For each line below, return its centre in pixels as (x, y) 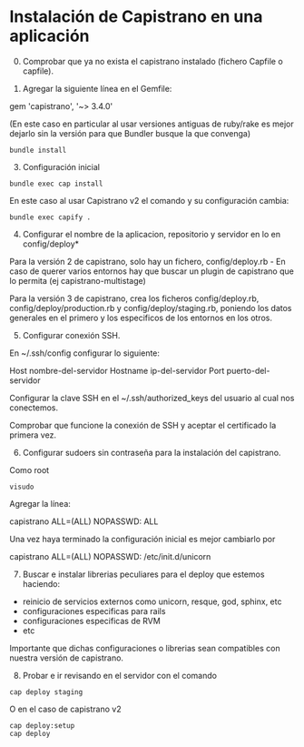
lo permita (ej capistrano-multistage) (78, 280)
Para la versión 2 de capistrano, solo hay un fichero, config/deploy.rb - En (147, 261)
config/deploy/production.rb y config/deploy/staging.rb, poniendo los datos (151, 308)
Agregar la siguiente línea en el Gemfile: (97, 88)
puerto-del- (248, 370)
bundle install (38, 150)
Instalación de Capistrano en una (136, 17)
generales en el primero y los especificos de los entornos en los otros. (141, 318)
